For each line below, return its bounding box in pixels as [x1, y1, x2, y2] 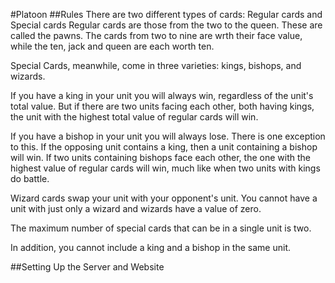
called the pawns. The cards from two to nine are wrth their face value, [10, 30, 303, 41]
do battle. [10, 173, 50, 184]
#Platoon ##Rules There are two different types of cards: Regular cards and [10, 9, 323, 20]
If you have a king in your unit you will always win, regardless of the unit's [10, 90, 314, 101]
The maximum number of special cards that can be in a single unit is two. [10, 222, 312, 234]
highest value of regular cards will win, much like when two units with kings [10, 162, 321, 174]
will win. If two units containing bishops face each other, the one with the [10, 152, 311, 163]
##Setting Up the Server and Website [10, 261, 165, 273]
